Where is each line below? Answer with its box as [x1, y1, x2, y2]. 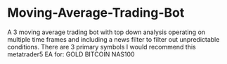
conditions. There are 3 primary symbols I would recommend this [7, 42, 196, 51]
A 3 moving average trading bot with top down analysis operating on [7, 28, 206, 36]
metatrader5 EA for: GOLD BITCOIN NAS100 [7, 50, 135, 58]
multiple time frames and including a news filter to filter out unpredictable [7, 35, 220, 43]
